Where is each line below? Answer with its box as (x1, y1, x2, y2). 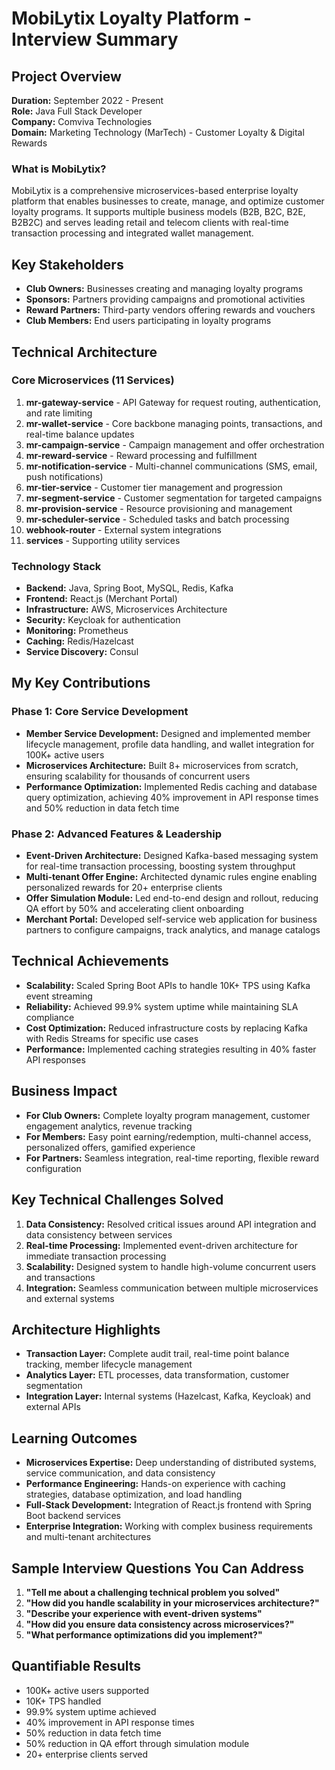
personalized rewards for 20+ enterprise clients (25, 882, 223, 894)
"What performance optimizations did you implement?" (25, 1628, 263, 1641)
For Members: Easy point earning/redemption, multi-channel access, (25, 1130, 312, 1142)
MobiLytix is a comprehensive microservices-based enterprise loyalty (11, 185, 299, 197)
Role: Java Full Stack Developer (11, 105, 143, 117)
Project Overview (11, 68, 122, 85)
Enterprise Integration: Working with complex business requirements (25, 1520, 313, 1532)
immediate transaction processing (25, 1250, 167, 1262)
